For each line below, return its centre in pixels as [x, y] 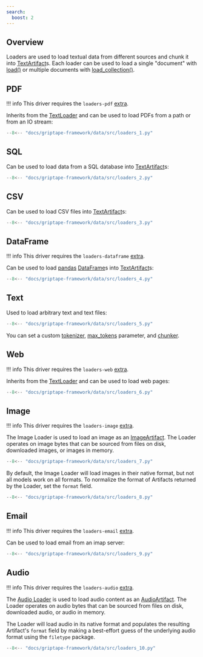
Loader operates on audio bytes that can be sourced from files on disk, [95, 605]
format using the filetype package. [51, 637]
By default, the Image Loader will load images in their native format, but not [100, 473]
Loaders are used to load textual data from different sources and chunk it [98, 57]
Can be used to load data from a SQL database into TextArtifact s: [88, 166]
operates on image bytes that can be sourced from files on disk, [86, 444]
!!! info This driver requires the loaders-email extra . [70, 530]
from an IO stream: [30, 122]
